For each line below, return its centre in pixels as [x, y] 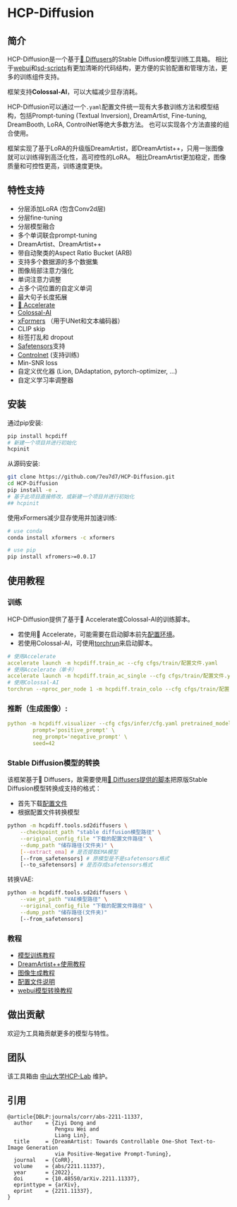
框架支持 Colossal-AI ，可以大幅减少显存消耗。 [74, 92]
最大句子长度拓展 [42, 297]
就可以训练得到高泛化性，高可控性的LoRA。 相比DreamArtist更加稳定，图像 [117, 157]
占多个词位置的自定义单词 [55, 288]
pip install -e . [33, 490]
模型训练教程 [36, 955]
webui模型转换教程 [45, 990]
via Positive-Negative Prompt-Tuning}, [113, 1154]
